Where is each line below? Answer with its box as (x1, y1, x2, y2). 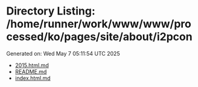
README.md (14, 68, 47, 75)
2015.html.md (14, 62, 49, 69)
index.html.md (14, 74, 51, 82)
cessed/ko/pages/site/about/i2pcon (6, 30, 193, 43)
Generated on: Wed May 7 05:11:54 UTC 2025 (6, 50, 120, 57)
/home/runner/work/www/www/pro (6, 17, 191, 31)
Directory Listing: (6, 4, 95, 18)
